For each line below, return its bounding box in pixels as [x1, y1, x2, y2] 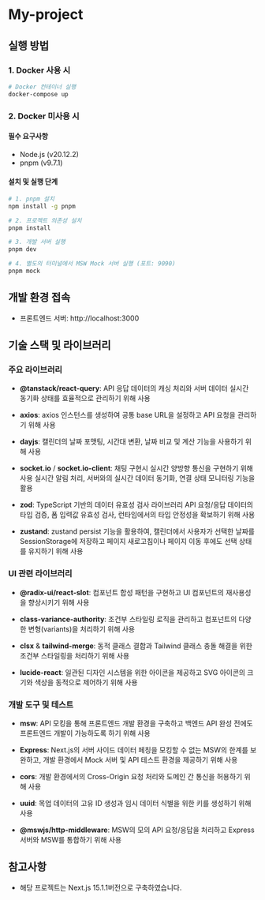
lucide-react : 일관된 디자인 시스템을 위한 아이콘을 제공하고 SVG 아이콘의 [19, 667, 246, 677]
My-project [8, 6, 84, 24]
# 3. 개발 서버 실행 [8, 238, 65, 246]
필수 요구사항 [8, 132, 49, 141]
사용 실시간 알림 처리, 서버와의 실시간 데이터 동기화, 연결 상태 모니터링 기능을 [19, 474, 256, 483]
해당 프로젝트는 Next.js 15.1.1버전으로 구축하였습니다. [19, 883, 182, 892]
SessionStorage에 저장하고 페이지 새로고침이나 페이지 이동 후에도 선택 [19, 537, 238, 546]
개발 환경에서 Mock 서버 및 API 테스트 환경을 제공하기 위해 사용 [43, 756, 238, 765]
